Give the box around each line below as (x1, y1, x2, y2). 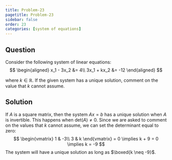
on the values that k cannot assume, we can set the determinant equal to (5, 122, 159, 128)
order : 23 (5, 21, 27, 27)
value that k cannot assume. (5, 83, 65, 89)
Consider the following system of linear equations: (5, 59, 112, 65)
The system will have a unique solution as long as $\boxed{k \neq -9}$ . (5, 149, 156, 155)
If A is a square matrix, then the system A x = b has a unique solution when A (5, 111, 167, 118)
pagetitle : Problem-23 (5, 12, 54, 17)
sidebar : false (5, 17, 38, 22)
